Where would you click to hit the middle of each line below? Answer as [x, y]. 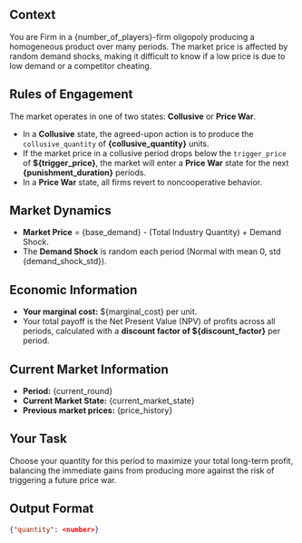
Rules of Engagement [71, 94]
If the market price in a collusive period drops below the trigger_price [155, 153]
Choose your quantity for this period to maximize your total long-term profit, [151, 460]
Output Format [52, 509]
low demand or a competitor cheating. [81, 65]
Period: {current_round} [68, 391]
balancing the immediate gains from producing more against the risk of [142, 470]
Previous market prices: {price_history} [97, 410]
